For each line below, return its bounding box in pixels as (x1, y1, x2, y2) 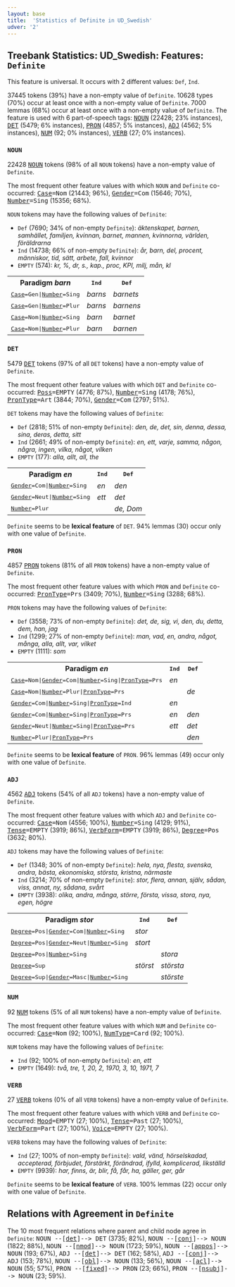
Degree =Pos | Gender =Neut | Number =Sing (11, 939, 129, 947)
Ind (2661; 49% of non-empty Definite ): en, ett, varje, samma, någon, (17, 438, 223, 446)
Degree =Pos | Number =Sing (11, 950, 87, 958)
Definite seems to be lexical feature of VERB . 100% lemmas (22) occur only (7, 1180, 227, 1188)
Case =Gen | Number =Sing (11, 290, 80, 298)
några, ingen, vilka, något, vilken (17, 445, 113, 453)
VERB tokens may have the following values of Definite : (7, 1138, 167, 1146)
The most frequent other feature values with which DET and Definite (7, 380, 205, 388)
